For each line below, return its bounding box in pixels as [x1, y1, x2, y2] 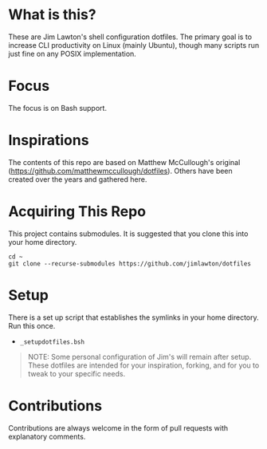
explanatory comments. [8, 431, 86, 441]
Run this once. [8, 321, 56, 330]
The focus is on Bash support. [8, 103, 108, 112]
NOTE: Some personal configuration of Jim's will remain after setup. [27, 352, 252, 361]
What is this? [8, 6, 97, 24]
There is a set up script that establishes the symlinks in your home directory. [8, 313, 259, 322]
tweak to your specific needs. [27, 368, 126, 378]
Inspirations [8, 132, 89, 149]
